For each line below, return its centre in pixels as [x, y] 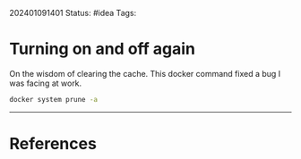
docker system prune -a [54, 99]
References [53, 144]
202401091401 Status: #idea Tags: [73, 13]
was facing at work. [46, 83]
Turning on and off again [102, 49]
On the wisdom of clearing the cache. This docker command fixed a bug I [145, 73]
